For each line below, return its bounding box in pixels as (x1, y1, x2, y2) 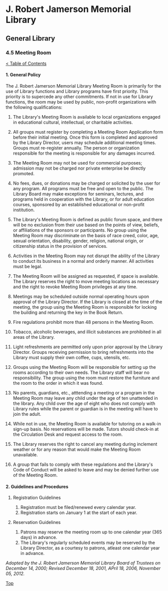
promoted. (12, 171, 34, 177)
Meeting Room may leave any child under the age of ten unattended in (12, 395, 158, 401)
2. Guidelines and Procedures (5, 483, 69, 489)
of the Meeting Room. (12, 472, 58, 478)
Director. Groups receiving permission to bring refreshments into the (12, 349, 154, 355)
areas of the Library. (12, 334, 55, 340)
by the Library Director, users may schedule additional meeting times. (12, 140, 156, 146)
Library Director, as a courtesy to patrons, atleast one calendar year (20, 545, 160, 551)
